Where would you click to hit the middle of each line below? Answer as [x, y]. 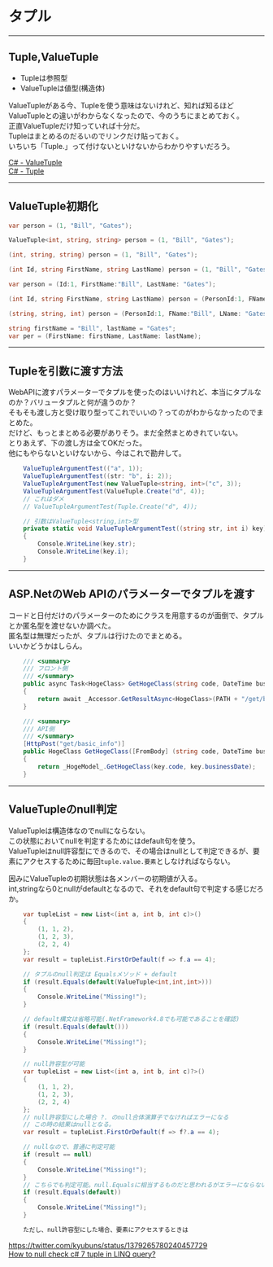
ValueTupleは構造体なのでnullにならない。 [79, 831]
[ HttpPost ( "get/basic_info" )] [74, 744]
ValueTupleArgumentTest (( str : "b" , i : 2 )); [98, 476]
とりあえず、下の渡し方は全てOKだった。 [78, 443]
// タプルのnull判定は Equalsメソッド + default [100, 974]
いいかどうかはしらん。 [48, 646]
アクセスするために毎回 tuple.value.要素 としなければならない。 [128, 861]
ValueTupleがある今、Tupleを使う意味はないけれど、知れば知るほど [121, 105]
